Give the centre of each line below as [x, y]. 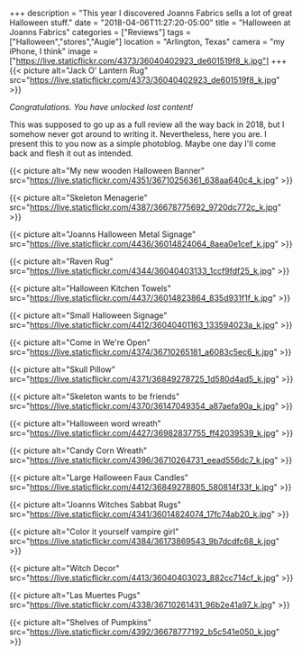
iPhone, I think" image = [54, 51]
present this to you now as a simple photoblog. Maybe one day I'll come [143, 144]
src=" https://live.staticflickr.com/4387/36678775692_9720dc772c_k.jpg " [146, 207]
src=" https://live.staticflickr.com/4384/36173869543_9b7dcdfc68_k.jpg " [144, 541]
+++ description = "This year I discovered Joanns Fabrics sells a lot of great [151, 13]
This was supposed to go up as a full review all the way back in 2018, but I [147, 124]
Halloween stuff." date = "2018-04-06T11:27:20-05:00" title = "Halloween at [150, 23]
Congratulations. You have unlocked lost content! [101, 107]
